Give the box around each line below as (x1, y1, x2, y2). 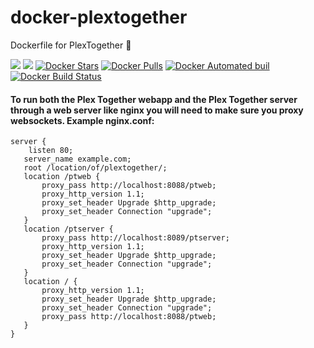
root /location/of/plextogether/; (23, 163, 168, 173)
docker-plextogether (10, 6, 188, 29)
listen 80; (28, 146, 74, 156)
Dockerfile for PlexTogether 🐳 (10, 39, 132, 51)
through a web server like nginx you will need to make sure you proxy (10, 104, 304, 116)
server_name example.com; (23, 154, 132, 165)
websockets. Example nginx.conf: (10, 114, 155, 126)
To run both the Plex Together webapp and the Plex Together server (10, 93, 298, 105)
